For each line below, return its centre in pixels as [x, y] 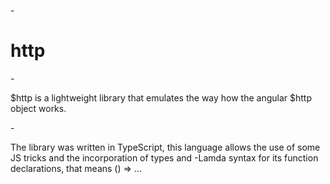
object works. [38, 108]
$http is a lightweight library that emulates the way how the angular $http [161, 97]
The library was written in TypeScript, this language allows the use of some [165, 147]
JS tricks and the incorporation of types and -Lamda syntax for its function [164, 157]
